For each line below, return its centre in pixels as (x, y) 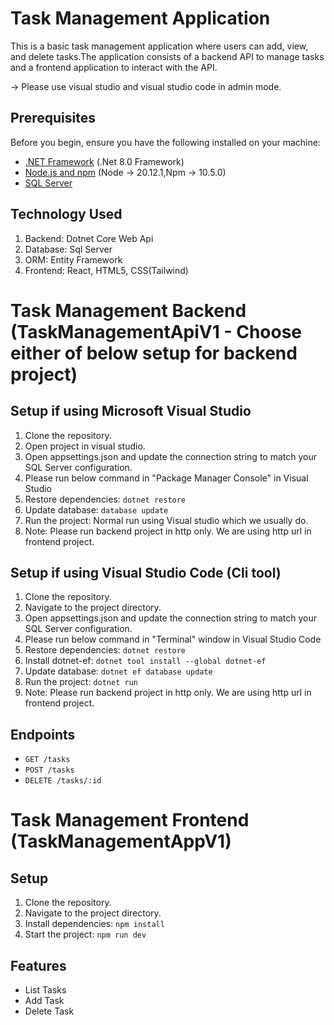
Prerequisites (53, 118)
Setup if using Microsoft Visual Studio (131, 411)
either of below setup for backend (154, 353)
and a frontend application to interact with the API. (114, 67)
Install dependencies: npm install (94, 924)
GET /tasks (47, 760)
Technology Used (66, 214)
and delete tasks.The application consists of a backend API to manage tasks (167, 56)
